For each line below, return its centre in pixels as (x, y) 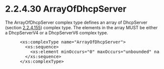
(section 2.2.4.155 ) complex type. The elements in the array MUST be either (82, 27)
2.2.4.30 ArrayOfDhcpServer (66, 9)
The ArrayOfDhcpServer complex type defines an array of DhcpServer (76, 22)
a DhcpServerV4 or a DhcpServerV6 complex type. (57, 33)
